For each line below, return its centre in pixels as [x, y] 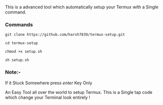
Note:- [13, 72]
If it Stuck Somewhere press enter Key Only [49, 83]
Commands [19, 25]
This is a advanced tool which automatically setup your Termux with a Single [82, 7]
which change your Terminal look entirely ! [48, 97]
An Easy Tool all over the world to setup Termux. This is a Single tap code [79, 92]
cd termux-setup [21, 43]
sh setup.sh [17, 60]
